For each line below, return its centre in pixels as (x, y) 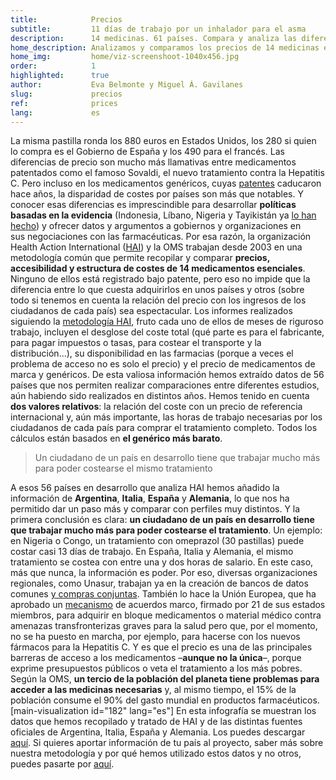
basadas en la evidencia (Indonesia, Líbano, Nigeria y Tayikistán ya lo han (163, 215)
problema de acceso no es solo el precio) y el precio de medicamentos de (163, 364)
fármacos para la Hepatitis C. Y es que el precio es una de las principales (161, 647)
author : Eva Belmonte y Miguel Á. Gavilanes (127, 85)
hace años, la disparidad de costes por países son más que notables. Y (157, 194)
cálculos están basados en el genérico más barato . (116, 438)
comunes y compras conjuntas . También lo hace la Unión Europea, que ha (163, 594)
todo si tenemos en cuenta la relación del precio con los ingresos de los (158, 300)
